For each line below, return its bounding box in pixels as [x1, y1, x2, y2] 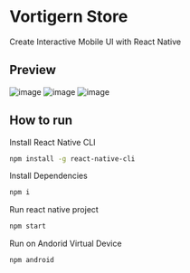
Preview [9, 62, 57, 78]
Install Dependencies [9, 170, 88, 182]
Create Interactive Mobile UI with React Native [9, 36, 182, 47]
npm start [9, 221, 47, 231]
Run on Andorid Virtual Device [9, 238, 122, 249]
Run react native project [9, 204, 100, 215]
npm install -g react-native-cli [9, 154, 136, 164]
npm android [9, 256, 54, 265]
